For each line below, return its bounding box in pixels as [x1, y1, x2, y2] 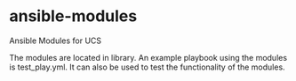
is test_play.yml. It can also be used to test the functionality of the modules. [9, 62, 286, 72]
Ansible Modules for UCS [9, 35, 102, 46]
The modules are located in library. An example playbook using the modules [9, 52, 287, 63]
